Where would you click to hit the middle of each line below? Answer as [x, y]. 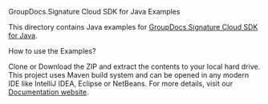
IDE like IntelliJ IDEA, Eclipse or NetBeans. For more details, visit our [121, 84]
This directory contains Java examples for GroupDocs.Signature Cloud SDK [133, 27]
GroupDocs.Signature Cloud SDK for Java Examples [94, 12]
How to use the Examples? [52, 51]
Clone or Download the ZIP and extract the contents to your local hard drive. [134, 66]
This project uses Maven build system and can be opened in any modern [129, 75]
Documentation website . [49, 92]
